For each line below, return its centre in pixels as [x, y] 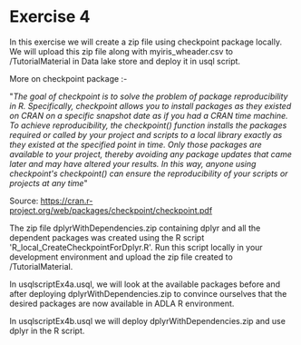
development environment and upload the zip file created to [121, 257]
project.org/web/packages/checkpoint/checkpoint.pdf [111, 210]
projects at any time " [49, 182]
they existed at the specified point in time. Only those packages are [136, 144]
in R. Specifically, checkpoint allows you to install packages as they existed [150, 105]
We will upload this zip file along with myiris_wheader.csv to [121, 51]
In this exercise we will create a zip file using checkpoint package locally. [146, 42]
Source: [24, 201]
